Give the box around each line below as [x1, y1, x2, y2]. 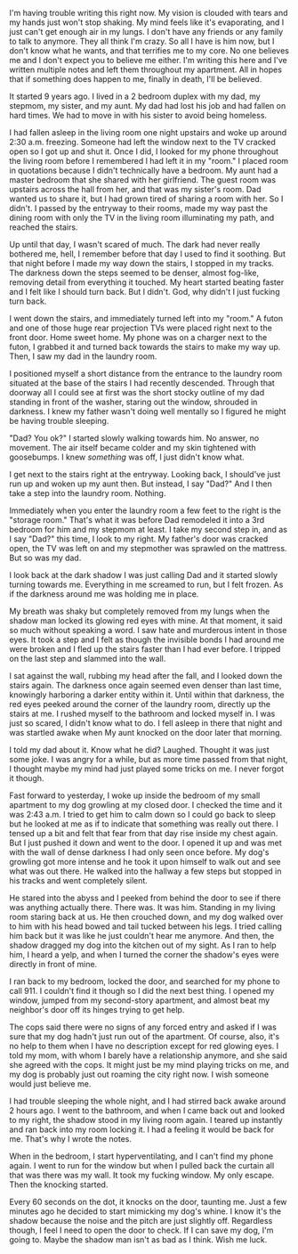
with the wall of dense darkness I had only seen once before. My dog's [9, 847, 270, 858]
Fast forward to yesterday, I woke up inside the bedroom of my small [9, 790, 261, 801]
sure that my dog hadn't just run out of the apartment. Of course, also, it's [9, 1031, 280, 1041]
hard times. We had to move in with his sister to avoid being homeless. [9, 110, 268, 120]
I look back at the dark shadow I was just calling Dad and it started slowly [9, 570, 278, 580]
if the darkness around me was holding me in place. [9, 589, 199, 599]
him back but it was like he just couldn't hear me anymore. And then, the [9, 931, 275, 940]
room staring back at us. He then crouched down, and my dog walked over [9, 912, 284, 922]
